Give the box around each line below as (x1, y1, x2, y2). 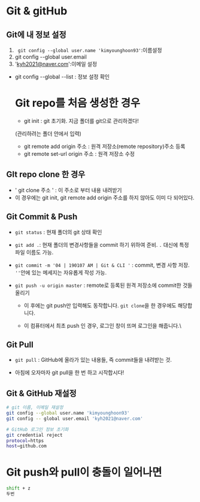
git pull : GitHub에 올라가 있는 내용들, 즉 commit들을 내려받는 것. (14, 356, 172, 364)
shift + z (6, 485, 31, 492)
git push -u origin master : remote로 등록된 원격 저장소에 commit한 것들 (14, 282, 193, 289)
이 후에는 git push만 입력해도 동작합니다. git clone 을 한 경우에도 (23, 301, 177, 309)
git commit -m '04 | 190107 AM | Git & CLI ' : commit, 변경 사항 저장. (14, 261, 190, 268)
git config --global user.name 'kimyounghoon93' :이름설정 (17, 47, 162, 53)
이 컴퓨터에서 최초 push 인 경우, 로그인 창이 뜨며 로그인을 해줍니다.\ (23, 322, 181, 329)
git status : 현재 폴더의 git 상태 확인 (14, 228, 102, 235)
